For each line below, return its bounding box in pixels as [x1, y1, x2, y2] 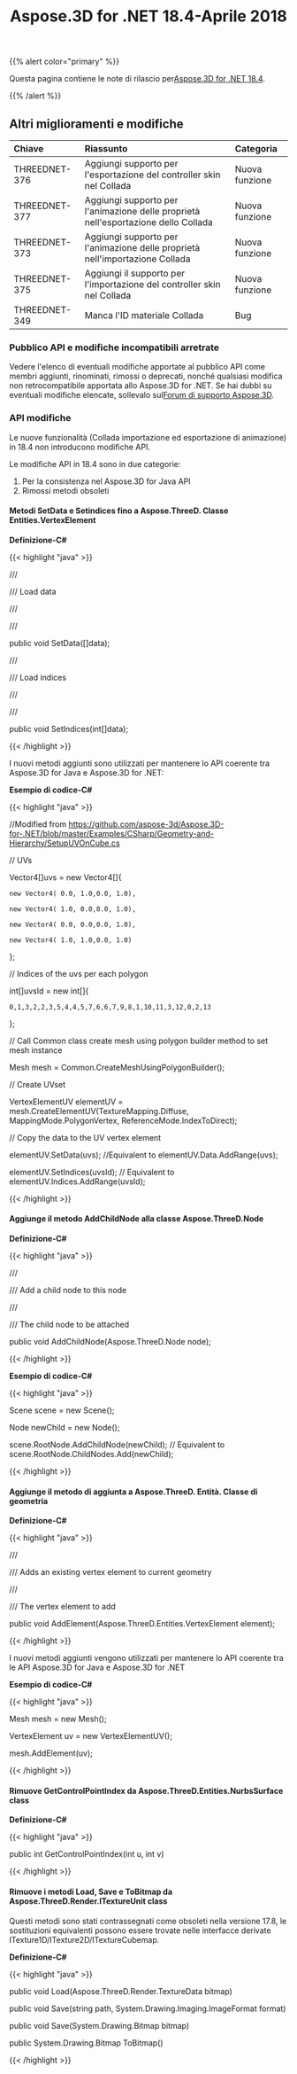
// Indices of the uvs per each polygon [9, 968, 148, 979]
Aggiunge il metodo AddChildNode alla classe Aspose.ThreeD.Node [9, 1213, 264, 1224]
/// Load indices [9, 672, 67, 682]
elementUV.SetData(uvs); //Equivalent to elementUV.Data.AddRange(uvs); [9, 1150, 278, 1160]
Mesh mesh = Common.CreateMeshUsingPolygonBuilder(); [9, 1062, 225, 1072]
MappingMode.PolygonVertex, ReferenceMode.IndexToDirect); [9, 1115, 238, 1126]
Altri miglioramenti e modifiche [9, 116, 184, 131]
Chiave [13, 143, 44, 154]
